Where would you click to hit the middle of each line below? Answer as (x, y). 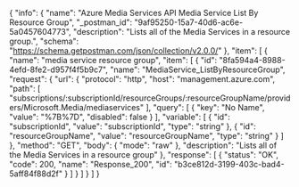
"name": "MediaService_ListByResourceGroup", (198, 69)
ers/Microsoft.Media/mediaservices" (77, 107)
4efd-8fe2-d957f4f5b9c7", (59, 69)
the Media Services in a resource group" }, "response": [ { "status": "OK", (144, 154)
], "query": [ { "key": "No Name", (205, 107)
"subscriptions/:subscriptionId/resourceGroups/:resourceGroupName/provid (150, 98)
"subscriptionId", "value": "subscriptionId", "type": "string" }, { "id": (133, 126)
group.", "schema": (44, 41)
